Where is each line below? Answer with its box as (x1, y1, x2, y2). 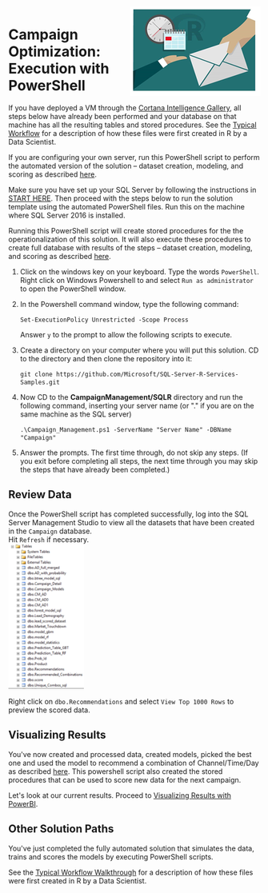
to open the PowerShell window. (19, 284, 126, 293)
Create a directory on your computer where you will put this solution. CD (19, 345, 259, 355)
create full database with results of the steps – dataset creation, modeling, (8, 242, 253, 253)
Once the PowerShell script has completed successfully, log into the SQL (8, 509, 249, 519)
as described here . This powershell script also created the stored (8, 766, 223, 776)
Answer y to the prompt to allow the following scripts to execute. (19, 329, 233, 339)
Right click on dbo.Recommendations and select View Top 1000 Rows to (8, 696, 234, 706)
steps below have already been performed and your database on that (8, 111, 238, 121)
